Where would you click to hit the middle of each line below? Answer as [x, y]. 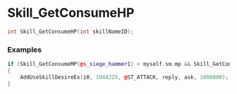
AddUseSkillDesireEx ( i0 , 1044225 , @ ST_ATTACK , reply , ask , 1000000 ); [124, 77]
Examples [25, 49]
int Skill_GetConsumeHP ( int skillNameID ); [71, 32]
